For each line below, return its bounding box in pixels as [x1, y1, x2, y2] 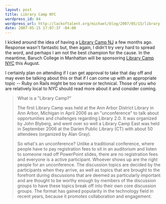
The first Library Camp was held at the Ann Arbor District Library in [17, 105, 154, 111]
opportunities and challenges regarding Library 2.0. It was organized [17, 115, 157, 121]
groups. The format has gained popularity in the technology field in [17, 188, 154, 194]
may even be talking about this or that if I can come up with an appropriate [5, 75, 157, 81]
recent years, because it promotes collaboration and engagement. [17, 194, 152, 200]
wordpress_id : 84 [5, 16, 41, 21]
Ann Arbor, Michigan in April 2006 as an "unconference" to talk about [17, 110, 159, 116]
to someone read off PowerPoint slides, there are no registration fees [17, 152, 158, 157]
